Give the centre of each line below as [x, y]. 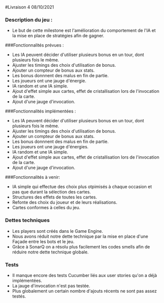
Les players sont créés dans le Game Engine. [58, 231]
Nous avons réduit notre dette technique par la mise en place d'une [80, 236]
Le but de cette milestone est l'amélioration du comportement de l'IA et [84, 30]
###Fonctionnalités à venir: [33, 177]
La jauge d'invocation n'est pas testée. [51, 286]
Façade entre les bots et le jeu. [43, 241]
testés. [19, 296]
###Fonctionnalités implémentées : [41, 111]
